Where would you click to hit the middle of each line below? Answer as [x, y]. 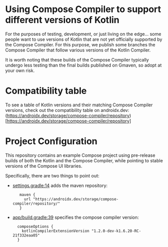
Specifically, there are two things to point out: [52, 175]
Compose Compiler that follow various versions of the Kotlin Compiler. [78, 50]
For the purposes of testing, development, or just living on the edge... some [83, 34]
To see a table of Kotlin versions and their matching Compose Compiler [79, 105]
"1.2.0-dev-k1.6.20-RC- [116, 231]
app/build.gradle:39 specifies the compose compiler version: [76, 217]
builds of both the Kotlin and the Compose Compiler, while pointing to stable [84, 160]
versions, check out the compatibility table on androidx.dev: [67, 110]
